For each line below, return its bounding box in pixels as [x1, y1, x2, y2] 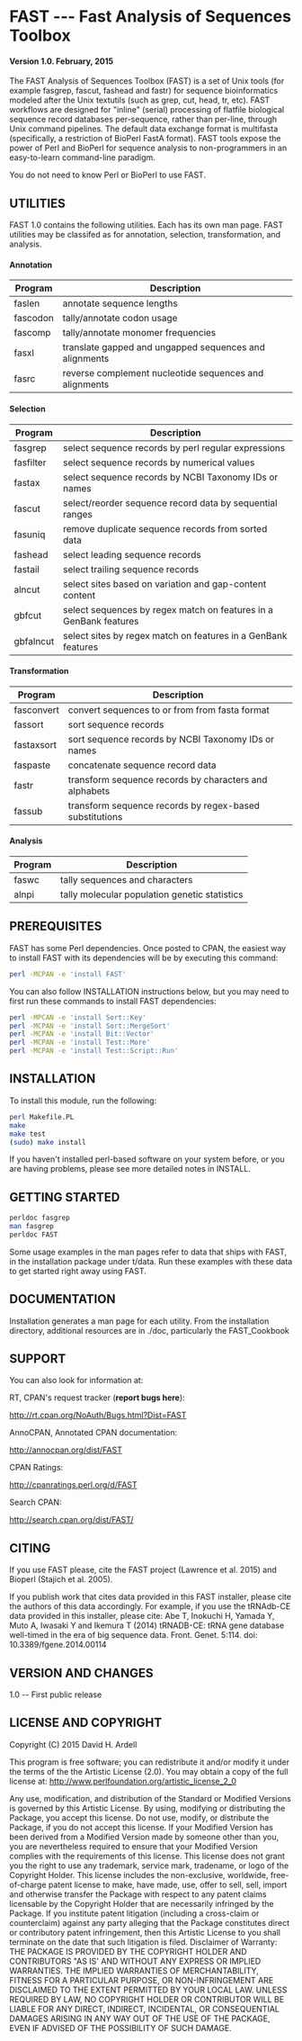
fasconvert [13, 704, 60, 716]
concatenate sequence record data [67, 759, 217, 771]
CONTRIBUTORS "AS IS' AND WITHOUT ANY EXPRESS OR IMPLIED [9, 1956, 262, 1966]
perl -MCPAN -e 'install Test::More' [9, 1038, 151, 1047]
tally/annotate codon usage [62, 312, 178, 325]
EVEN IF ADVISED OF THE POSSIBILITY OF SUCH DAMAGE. [9, 2022, 232, 2033]
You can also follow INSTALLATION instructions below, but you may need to [9, 985, 289, 996]
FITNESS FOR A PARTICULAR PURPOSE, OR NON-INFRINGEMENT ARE [9, 1974, 274, 1985]
